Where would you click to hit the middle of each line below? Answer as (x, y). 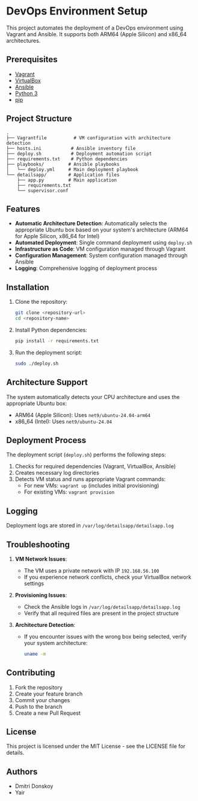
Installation (28, 287)
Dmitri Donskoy (34, 786)
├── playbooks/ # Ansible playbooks (63, 164)
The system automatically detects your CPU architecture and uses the (93, 397)
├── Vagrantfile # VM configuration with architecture (88, 138)
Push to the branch (39, 706)
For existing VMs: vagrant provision (69, 492)
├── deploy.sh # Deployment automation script (79, 154)
